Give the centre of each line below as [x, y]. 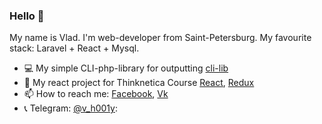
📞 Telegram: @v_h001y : [71, 108]
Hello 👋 [27, 16]
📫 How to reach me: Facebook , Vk [96, 94]
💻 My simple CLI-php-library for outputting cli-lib [126, 68]
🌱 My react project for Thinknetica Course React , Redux [139, 83]
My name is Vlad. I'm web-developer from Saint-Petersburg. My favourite [160, 38]
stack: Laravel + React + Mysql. [74, 48]
